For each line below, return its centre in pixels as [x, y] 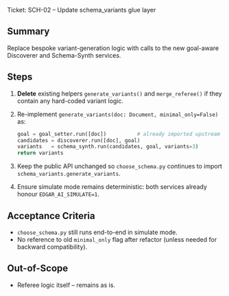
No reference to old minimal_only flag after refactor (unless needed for [117, 239]
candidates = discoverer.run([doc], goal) [79, 140]
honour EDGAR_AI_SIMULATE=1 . [58, 194]
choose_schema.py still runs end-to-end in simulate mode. [97, 232]
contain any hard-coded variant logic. [70, 101]
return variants [40, 153]
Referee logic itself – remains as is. [66, 285]
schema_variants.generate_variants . [69, 174]
